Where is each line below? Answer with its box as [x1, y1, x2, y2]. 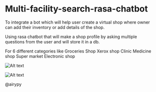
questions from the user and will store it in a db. [5, 39, 100, 44]
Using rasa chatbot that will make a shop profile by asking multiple [5, 34, 137, 39]
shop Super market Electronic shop [5, 53, 75, 59]
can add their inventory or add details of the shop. [5, 24, 105, 30]
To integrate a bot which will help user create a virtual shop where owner [5, 19, 150, 25]
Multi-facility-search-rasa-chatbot [5, 3, 148, 14]
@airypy [5, 81, 22, 87]
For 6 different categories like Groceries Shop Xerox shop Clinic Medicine [5, 48, 151, 54]
